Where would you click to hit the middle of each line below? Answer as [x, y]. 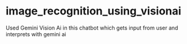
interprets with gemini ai [36, 34]
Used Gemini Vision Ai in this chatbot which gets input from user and [92, 28]
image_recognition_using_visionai [94, 11]
